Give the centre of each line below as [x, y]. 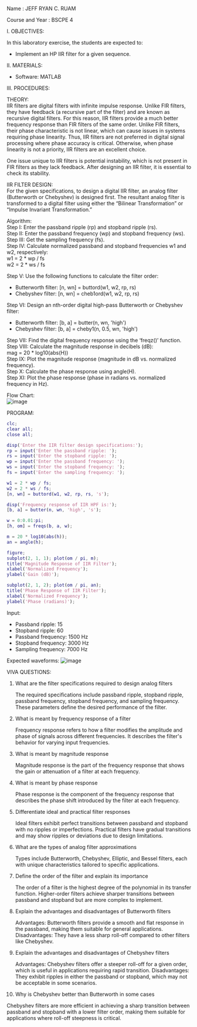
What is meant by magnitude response [62, 753]
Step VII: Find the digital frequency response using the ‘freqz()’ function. [94, 340]
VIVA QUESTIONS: [29, 672]
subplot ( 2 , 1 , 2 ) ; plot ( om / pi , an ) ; [54, 585]
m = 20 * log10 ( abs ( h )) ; [37, 537]
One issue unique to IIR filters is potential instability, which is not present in [97, 161]
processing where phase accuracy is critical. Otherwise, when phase [90, 143]
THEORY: [18, 100]
